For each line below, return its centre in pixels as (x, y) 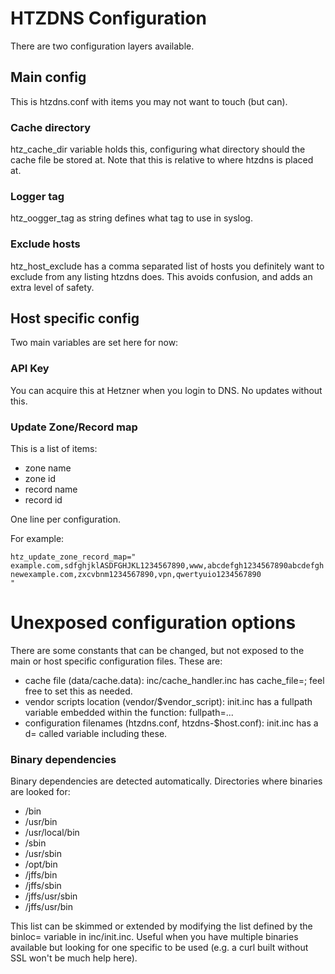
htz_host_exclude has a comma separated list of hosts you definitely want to (167, 266)
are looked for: (40, 792)
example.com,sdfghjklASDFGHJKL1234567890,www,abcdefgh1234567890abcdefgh (167, 566)
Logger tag (37, 196)
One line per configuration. (66, 519)
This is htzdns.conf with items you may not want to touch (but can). (149, 101)
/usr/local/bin (52, 833)
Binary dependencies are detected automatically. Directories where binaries (166, 781)
